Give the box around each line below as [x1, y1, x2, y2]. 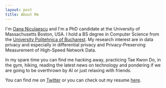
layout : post [5, 7, 32, 12]
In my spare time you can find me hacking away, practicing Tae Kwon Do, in [5, 56, 161, 62]
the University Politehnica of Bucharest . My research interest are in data [5, 36, 153, 42]
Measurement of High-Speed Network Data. [5, 47, 96, 53]
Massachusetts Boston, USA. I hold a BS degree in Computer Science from [5, 31, 159, 37]
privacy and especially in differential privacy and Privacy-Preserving [5, 41, 146, 47]
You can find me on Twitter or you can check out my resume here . [5, 77, 141, 83]
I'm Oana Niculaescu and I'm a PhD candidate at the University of [5, 25, 140, 31]
